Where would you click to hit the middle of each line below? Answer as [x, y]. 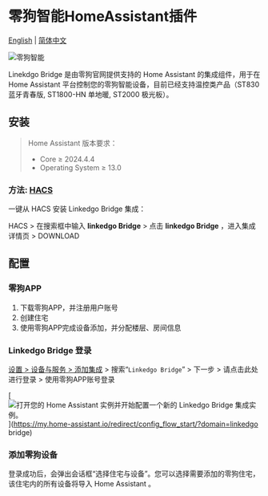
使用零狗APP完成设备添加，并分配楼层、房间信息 [100, 327]
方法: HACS [31, 189]
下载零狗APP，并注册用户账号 [69, 307]
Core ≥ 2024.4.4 [67, 159]
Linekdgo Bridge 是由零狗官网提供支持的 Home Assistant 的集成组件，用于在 [134, 74]
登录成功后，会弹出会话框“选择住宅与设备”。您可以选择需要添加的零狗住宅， [134, 474]
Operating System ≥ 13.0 [80, 167]
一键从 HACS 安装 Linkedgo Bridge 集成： [77, 209]
